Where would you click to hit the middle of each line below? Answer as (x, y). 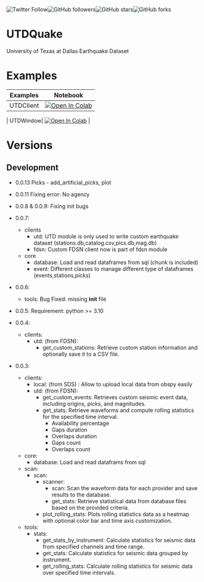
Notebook (69, 95)
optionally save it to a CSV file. (81, 354)
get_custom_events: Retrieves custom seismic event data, (115, 397)
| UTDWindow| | (48, 120)
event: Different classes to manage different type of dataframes (113, 268)
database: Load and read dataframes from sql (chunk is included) (116, 262)
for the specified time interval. (80, 416)
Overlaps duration (74, 436)
